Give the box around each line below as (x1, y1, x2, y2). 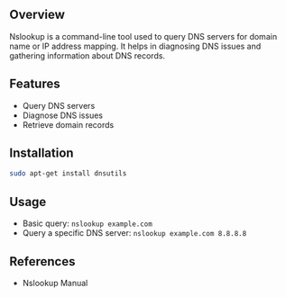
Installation (9, 146, 74, 161)
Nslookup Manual (22, 277, 88, 288)
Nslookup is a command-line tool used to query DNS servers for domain (9, 31, 278, 41)
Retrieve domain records (22, 119, 115, 130)
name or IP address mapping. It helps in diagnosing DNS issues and (9, 40, 262, 51)
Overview (9, 7, 66, 22)
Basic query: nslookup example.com (22, 218, 153, 229)
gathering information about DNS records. (9, 49, 165, 61)
